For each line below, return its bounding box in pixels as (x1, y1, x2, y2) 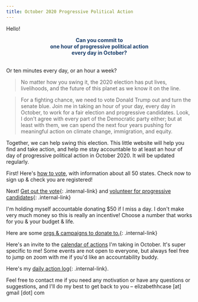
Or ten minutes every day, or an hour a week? (6, 66, 117, 74)
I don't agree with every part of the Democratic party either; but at (20, 115, 182, 122)
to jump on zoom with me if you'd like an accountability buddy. (6, 253, 159, 260)
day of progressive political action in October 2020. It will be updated (6, 152, 175, 159)
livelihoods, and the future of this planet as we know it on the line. (20, 84, 181, 92)
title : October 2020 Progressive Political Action (6, 8, 134, 15)
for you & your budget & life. (6, 218, 75, 225)
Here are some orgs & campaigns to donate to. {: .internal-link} (6, 229, 158, 236)
